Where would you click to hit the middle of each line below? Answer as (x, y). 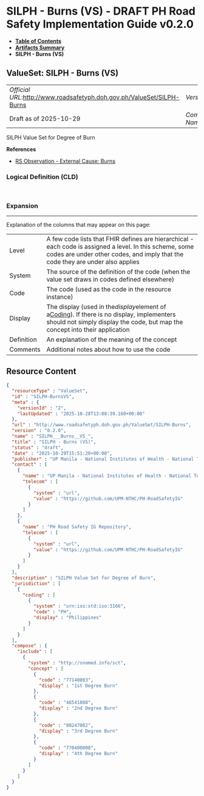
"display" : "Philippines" (67, 618)
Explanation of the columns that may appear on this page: (78, 225)
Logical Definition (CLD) (42, 177)
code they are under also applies (93, 262)
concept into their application (88, 330)
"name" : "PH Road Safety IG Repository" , (77, 527)
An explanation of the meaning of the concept (112, 339)
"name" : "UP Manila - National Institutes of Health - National (107, 476)
